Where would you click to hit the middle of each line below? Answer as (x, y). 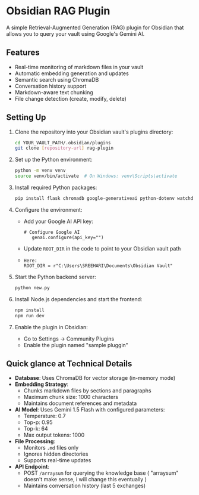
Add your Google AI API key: (58, 221)
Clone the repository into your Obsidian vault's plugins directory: (94, 132)
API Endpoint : (32, 467)
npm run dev (29, 315)
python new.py (32, 287)
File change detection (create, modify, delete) (70, 98)
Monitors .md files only (51, 448)
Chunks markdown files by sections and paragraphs (87, 391)
